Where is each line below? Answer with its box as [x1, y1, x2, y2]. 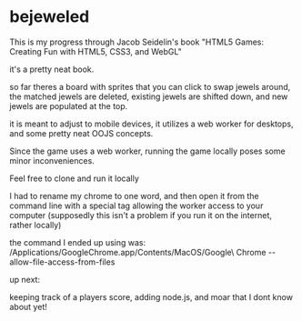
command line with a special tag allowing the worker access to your [9, 200, 264, 211]
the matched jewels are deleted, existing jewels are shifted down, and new [9, 91, 288, 102]
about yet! [9, 301, 47, 312]
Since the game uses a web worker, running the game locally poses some [9, 145, 286, 156]
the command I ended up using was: [9, 236, 146, 247]
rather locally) [9, 219, 62, 230]
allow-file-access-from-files [9, 256, 116, 267]
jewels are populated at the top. [9, 100, 128, 111]
